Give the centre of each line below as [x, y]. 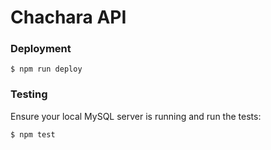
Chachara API [68, 17]
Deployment [41, 49]
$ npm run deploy [46, 69]
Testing [29, 94]
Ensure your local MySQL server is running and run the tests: [136, 116]
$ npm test [33, 134]
